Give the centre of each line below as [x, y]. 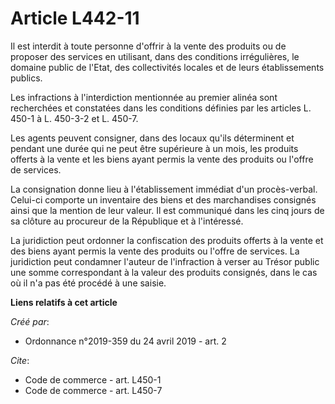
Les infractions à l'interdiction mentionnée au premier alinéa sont [144, 97]
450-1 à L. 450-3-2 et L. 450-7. [74, 118]
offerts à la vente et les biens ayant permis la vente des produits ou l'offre [162, 159]
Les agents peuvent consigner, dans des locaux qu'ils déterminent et [152, 138]
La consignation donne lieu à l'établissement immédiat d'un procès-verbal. [164, 189]
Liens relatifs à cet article [64, 302]
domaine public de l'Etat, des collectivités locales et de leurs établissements [167, 67]
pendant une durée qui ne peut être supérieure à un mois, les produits [154, 148]
